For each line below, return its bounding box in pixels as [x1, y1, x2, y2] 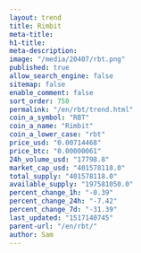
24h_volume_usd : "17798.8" [9, 154, 110, 164]
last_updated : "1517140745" [9, 213, 114, 222]
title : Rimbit [9, 22, 62, 31]
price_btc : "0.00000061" [9, 146, 102, 155]
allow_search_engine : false [9, 72, 114, 81]
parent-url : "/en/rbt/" [9, 222, 98, 231]
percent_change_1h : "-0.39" [9, 188, 114, 197]
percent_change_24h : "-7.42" [9, 196, 118, 206]
